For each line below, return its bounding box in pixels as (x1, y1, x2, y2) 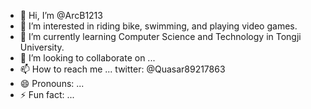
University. (19, 41, 65, 53)
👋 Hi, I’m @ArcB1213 (19, 10, 103, 21)
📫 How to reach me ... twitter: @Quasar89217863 (19, 63, 226, 75)
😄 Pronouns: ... (19, 78, 85, 89)
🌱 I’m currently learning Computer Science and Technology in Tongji (19, 31, 302, 42)
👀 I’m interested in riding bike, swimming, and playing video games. (19, 20, 298, 32)
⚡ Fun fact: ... (19, 89, 75, 100)
